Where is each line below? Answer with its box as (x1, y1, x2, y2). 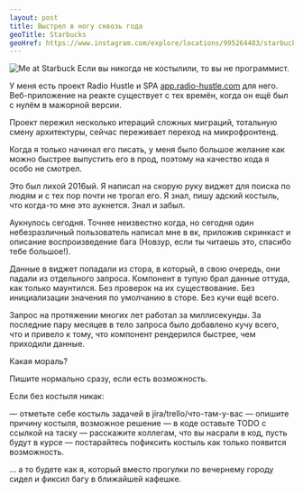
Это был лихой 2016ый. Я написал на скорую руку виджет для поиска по (9, 181, 291, 192)
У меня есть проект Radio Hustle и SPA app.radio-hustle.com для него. (9, 80, 279, 91)
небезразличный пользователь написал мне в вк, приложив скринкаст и (9, 227, 291, 238)
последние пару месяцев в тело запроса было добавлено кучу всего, (9, 319, 280, 330)
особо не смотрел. (9, 163, 83, 174)
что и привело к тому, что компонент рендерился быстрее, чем (9, 329, 256, 340)
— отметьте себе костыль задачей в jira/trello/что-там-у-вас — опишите (9, 408, 289, 419)
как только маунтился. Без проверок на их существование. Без (9, 283, 255, 294)
